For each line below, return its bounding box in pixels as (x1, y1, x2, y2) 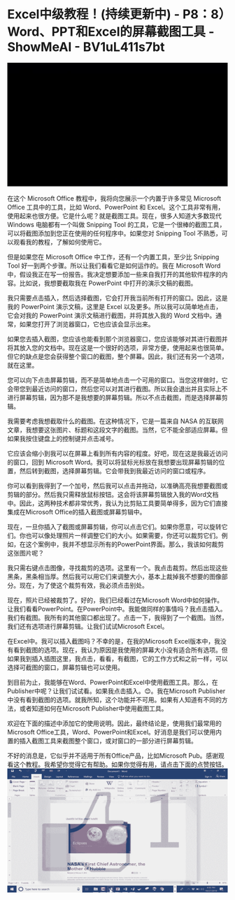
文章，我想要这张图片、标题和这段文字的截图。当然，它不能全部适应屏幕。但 (7, 426, 228, 434)
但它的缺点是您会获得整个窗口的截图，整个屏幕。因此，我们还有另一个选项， (7, 352, 228, 361)
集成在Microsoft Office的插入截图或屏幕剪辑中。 (7, 508, 146, 516)
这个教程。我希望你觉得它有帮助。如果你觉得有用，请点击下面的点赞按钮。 (13, 760, 228, 769)
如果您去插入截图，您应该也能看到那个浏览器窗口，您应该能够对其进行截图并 (7, 335, 228, 343)
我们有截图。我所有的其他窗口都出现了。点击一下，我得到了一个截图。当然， (7, 614, 228, 622)
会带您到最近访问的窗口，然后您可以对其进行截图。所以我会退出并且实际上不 (7, 385, 228, 393)
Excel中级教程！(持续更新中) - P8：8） (7, 6, 225, 22)
